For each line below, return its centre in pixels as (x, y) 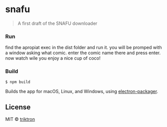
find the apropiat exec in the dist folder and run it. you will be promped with (83, 48)
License (18, 107)
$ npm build (18, 82)
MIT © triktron (20, 119)
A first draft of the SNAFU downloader (57, 23)
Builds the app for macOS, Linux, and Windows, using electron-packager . (82, 91)
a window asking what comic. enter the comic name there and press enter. (83, 53)
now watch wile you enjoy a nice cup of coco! (53, 58)
